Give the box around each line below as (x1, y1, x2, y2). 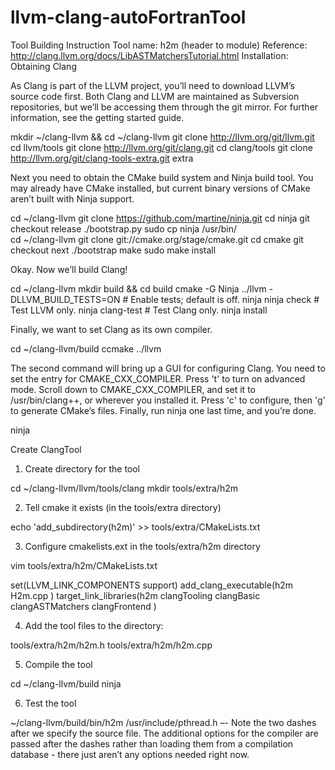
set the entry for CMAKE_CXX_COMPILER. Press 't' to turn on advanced (10, 372, 306, 385)
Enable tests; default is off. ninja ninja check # (130, 293, 320, 305)
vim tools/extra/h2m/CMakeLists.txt (10, 559, 158, 571)
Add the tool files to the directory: (24, 619, 164, 631)
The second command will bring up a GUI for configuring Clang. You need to (10, 362, 326, 374)
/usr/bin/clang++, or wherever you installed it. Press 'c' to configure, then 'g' (10, 394, 326, 406)
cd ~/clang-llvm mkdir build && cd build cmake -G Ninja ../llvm (10, 282, 267, 295)
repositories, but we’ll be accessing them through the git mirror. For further (10, 101, 319, 113)
